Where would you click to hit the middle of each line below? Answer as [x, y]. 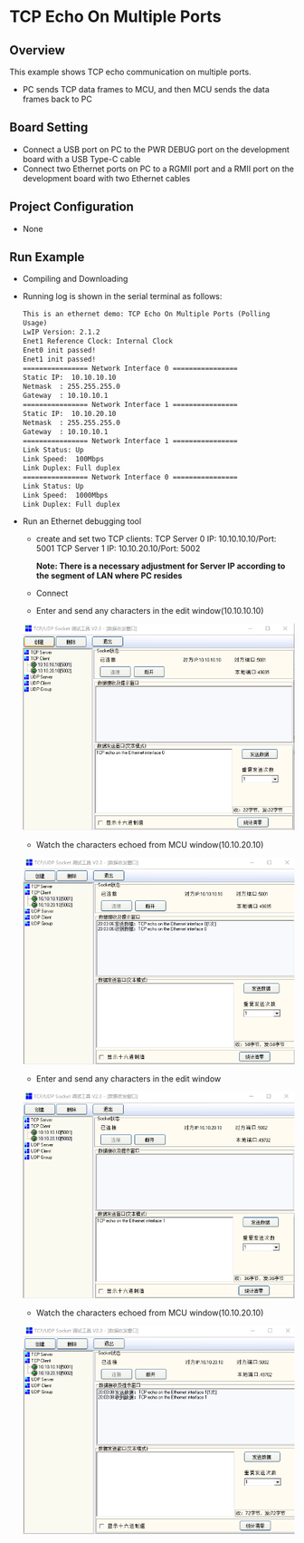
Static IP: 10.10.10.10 [69, 378]
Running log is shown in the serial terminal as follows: [122, 296]
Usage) [35, 324]
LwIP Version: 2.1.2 [61, 333]
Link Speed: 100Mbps [63, 460]
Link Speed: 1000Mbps [65, 496]
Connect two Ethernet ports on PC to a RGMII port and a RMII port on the [158, 169]
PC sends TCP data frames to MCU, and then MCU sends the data [146, 89]
